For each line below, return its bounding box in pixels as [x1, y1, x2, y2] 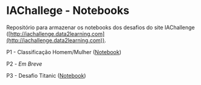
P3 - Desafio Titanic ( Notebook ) [6, 72, 86, 79]
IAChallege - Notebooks [6, 4, 129, 18]
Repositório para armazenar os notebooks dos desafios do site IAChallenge [6, 24, 196, 31]
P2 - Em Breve [6, 60, 43, 67]
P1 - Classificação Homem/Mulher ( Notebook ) [6, 48, 121, 55]
